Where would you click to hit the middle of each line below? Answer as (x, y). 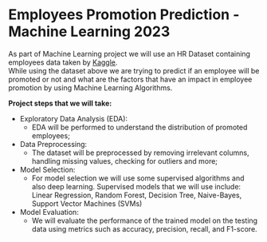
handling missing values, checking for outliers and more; (124, 161)
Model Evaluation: (49, 212)
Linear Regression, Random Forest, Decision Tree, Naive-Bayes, (137, 195)
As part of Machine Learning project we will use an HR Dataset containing (130, 54)
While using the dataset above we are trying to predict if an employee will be (134, 70)
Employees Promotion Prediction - (124, 15)
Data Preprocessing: (53, 144)
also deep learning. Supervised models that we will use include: (136, 186)
